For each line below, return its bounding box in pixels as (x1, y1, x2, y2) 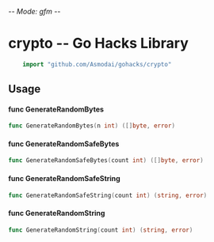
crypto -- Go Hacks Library (8, 35, 189, 52)
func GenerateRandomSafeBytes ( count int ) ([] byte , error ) (8, 157, 204, 164)
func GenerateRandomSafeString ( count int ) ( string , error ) (8, 191, 208, 199)
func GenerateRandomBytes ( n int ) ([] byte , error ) (8, 122, 176, 130)
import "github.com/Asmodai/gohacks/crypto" (22, 60, 172, 68)
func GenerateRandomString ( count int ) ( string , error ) (8, 225, 193, 234)
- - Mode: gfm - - (8, 7, 61, 16)
